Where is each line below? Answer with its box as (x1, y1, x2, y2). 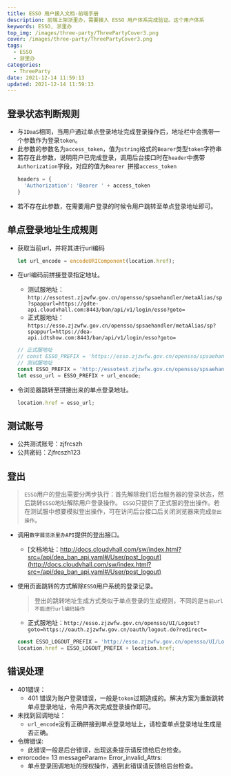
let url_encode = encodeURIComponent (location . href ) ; (17, 257, 175, 264)
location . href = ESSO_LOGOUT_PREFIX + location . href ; (17, 645, 176, 652)
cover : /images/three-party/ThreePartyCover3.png (7, 36, 153, 43)
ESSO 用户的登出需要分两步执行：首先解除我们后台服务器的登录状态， (23, 490, 219, 499)
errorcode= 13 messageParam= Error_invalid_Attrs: (17, 753, 163, 762)
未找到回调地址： (17, 711, 66, 719)
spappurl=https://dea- (27, 328, 93, 335)
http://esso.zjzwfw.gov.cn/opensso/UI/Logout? (63, 620, 200, 627)
